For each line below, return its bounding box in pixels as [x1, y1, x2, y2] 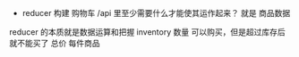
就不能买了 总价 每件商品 [9, 38, 100, 48]
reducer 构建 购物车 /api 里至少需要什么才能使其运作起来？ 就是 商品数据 [21, 8, 291, 18]
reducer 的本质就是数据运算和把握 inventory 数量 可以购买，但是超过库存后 [9, 27, 286, 37]
